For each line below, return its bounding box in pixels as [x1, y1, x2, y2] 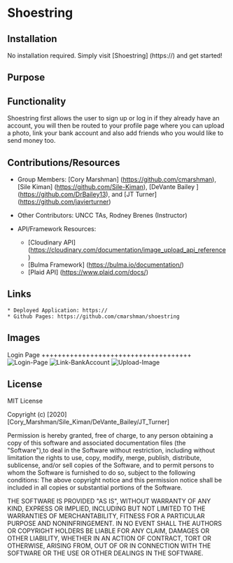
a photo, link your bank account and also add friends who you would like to [7, 129, 224, 137]
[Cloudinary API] [27, 238, 76, 246]
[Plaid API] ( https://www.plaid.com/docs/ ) [27, 268, 149, 277]
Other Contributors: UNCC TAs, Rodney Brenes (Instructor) [17, 211, 188, 220]
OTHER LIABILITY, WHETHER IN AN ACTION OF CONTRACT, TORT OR [7, 534, 211, 543]
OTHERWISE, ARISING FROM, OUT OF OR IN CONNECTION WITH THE [7, 541, 211, 550]
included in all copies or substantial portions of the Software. [7, 483, 183, 492]
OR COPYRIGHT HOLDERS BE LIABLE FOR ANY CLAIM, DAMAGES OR [7, 527, 210, 535]
